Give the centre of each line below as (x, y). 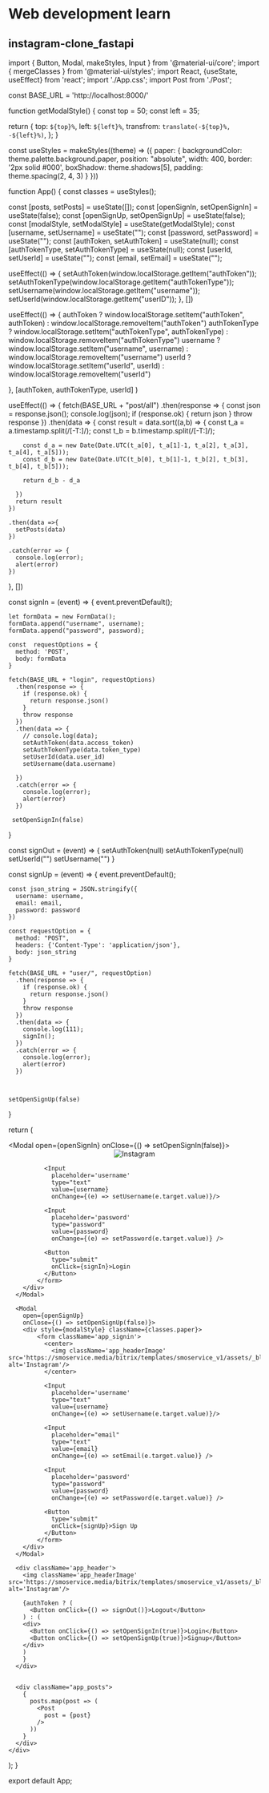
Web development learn (90, 14)
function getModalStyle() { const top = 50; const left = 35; (104, 111)
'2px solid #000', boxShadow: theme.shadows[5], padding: (106, 167)
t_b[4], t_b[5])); (39, 466)
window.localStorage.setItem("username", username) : (98, 349)
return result (39, 502)
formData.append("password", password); (77, 631)
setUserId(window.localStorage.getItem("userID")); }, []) (101, 299)
